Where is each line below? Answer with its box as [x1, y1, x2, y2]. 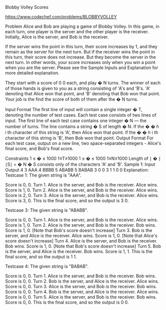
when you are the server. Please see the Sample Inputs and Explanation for [5, 64, 159, 70]
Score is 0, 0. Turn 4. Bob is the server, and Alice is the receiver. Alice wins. [5, 289, 160, 295]
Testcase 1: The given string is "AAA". [5, 172, 82, 178]
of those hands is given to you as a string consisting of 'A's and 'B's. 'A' [5, 85, 151, 91]
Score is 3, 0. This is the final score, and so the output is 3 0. [5, 198, 129, 203]
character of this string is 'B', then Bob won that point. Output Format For [5, 135, 154, 141]
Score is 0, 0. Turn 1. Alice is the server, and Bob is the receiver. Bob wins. [5, 273, 157, 279]
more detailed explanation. [5, 70, 59, 76]
